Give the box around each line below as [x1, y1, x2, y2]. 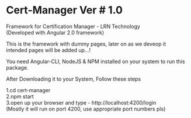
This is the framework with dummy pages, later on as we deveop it [6, 40, 166, 47]
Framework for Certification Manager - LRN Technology [6, 23, 140, 30]
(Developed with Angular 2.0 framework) [6, 29, 105, 36]
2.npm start [6, 93, 34, 100]
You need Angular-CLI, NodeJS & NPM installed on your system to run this [6, 58, 185, 65]
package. [6, 64, 29, 71]
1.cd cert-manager [6, 86, 51, 93]
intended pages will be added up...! [6, 46, 91, 53]
